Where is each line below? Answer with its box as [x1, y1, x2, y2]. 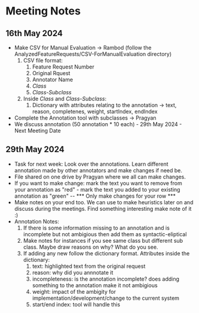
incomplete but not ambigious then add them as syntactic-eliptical [23, 230, 187, 238]
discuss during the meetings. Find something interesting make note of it [14, 205, 192, 212]
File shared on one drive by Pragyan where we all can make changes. [14, 173, 186, 180]
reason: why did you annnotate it [32, 269, 113, 276]
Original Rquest [32, 70, 71, 76]
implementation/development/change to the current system [32, 294, 180, 302]
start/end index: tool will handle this [32, 300, 120, 308]
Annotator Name [32, 76, 73, 83]
